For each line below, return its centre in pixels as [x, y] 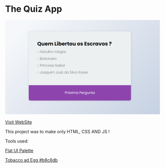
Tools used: [17, 141]
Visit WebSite [19, 122]
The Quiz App [34, 9]
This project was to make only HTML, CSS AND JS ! [57, 132]
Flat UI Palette [19, 151]
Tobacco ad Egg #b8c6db [31, 160]
